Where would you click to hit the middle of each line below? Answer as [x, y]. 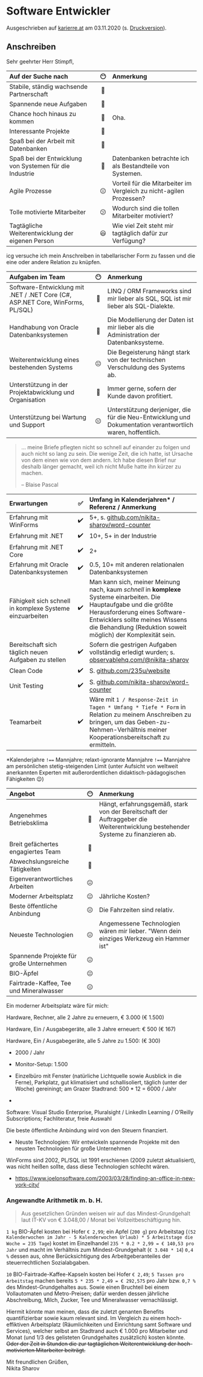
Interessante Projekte [40, 131]
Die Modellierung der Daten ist [150, 320]
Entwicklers [106, 620]
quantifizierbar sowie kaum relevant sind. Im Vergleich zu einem [86, 1318]
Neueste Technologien [41, 935]
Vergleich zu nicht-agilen [148, 190]
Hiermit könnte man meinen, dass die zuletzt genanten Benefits [85, 1312]
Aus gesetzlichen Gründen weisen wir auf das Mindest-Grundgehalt [105, 1214]
